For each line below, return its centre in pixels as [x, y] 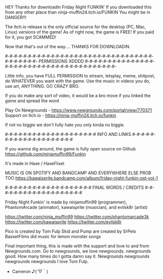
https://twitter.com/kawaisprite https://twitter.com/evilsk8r [64, 222]
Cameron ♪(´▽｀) [30, 271]
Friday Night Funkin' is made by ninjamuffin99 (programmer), [66, 202]
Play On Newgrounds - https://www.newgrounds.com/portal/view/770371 [78, 110]
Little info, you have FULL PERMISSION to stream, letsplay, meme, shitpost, [80, 76]
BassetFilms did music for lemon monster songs [53, 236]
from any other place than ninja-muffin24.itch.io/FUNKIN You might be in [78, 12]
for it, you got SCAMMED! [31, 37]
